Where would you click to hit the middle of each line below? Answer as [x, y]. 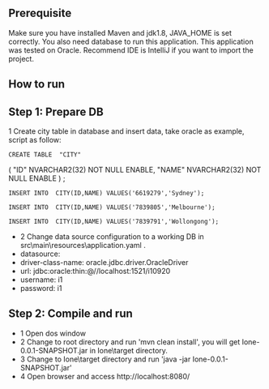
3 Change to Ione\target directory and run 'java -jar [105, 359]
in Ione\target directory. [129, 350]
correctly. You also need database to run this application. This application [131, 41]
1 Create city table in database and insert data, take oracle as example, [126, 131]
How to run [37, 84]
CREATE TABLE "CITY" [45, 155]
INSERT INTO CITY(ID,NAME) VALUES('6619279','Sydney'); [107, 194]
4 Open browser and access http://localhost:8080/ [105, 376]
